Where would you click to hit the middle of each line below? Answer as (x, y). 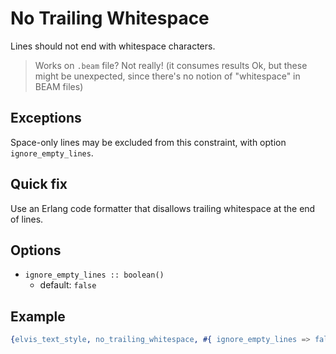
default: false (68, 285)
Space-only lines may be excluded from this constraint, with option (148, 142)
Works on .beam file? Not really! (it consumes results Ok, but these (171, 65)
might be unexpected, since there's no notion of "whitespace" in (167, 76)
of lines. (27, 219)
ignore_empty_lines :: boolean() (94, 275)
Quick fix (39, 184)
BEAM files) (59, 86)
